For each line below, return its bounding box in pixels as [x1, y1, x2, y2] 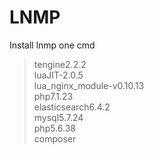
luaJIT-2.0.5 [33, 69, 84, 81]
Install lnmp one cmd [9, 39, 96, 51]
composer [33, 132, 77, 145]
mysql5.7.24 [33, 111, 84, 123]
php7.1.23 [33, 90, 74, 102]
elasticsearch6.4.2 [33, 101, 111, 113]
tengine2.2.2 [33, 58, 87, 70]
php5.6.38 [33, 122, 77, 134]
